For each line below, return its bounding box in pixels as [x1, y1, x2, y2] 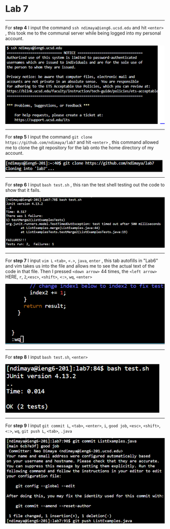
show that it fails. [5, 187, 41, 193]
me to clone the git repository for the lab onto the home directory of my [5, 145, 154, 151]
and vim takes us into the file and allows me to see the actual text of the [5, 262, 155, 269]
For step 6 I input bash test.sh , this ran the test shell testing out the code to [5, 182, 165, 188]
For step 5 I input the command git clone [5, 134, 93, 140]
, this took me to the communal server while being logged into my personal [5, 30, 161, 36]
